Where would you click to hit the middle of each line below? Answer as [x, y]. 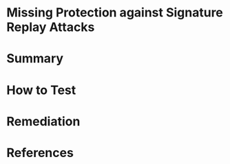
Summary [35, 59]
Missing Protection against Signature [115, 13]
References [40, 153]
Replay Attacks [51, 27]
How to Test [41, 90]
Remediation [43, 121]
